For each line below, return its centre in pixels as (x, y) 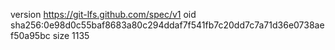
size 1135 (71, 35)
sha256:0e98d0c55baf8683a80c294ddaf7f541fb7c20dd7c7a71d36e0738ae (167, 25)
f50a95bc (30, 35)
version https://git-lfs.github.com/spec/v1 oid (103, 14)
